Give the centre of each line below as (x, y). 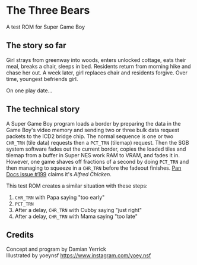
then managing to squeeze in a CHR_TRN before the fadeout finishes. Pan (94, 168)
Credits (20, 235)
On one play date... (29, 91)
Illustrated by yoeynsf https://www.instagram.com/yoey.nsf (79, 255)
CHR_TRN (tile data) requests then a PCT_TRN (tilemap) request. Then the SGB (98, 142)
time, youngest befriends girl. (42, 79)
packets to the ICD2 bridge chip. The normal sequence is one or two (90, 136)
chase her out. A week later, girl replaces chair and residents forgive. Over (97, 73)
